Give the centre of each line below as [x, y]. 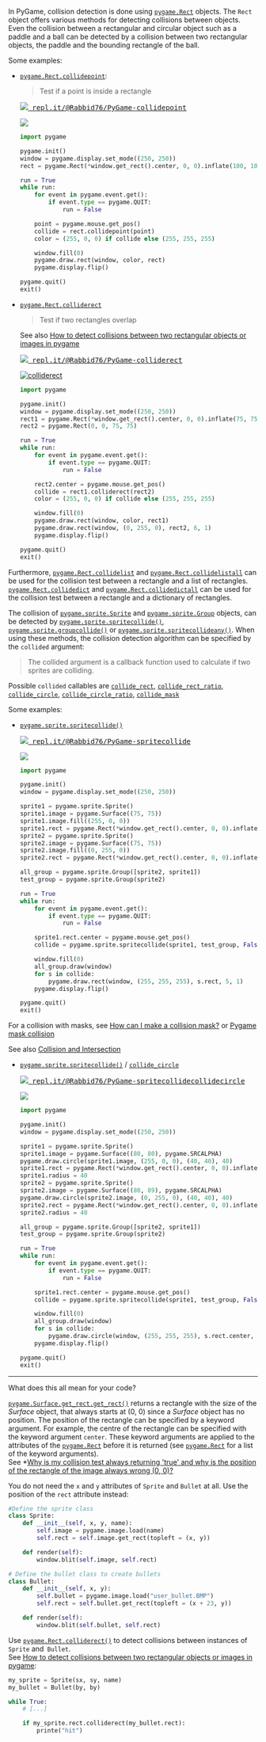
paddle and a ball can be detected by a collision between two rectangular [128, 36]
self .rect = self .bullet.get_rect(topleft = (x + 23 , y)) [134, 1603]
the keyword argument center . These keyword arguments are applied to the [131, 1436]
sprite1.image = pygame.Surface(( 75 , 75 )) [91, 814]
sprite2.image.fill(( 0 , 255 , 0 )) [75, 851]
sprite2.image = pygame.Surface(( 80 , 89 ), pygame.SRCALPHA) [121, 1191]
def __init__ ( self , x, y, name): [78, 1523]
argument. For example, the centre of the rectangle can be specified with [127, 1428]
